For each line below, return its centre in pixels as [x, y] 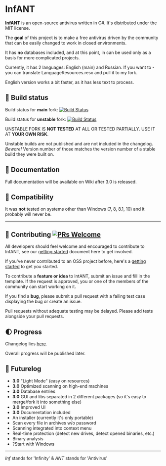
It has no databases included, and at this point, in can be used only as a [78, 52]
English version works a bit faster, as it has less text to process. [70, 82]
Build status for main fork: [32, 109]
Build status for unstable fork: [36, 119]
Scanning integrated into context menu [52, 428]
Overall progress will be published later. [45, 353]
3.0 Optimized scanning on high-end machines [60, 386]
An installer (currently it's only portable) [53, 418]
